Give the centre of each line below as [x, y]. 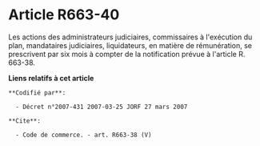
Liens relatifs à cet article [51, 78]
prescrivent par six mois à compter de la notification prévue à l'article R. [127, 54]
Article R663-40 [64, 15]
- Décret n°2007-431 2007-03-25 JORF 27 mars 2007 [102, 107]
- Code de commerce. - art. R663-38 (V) [84, 135]
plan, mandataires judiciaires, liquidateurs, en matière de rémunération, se [130, 45]
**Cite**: [25, 121]
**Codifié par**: [37, 93]
